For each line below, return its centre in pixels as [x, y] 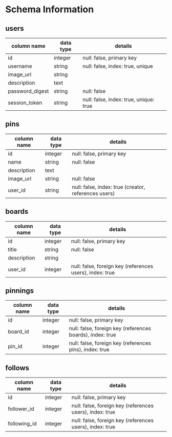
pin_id [15, 346]
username [20, 66]
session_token [25, 103]
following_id [22, 424]
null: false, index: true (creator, [109, 187]
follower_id [21, 409]
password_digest [28, 91]
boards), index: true [92, 335]
